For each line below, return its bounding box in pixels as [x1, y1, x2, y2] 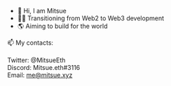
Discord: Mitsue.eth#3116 [7, 64, 81, 71]
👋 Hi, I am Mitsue [17, 7, 67, 15]
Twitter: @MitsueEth [7, 56, 66, 64]
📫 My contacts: [7, 38, 54, 47]
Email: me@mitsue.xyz [7, 71, 73, 79]
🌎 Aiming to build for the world [17, 22, 108, 30]
